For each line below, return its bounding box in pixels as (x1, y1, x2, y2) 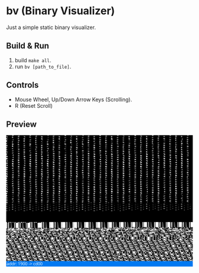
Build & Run (6, 41, 49, 51)
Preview (6, 119, 37, 129)
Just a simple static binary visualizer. (6, 24, 96, 31)
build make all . (14, 56, 52, 63)
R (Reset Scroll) (14, 102, 53, 109)
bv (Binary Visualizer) (6, 4, 115, 18)
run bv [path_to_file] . (14, 63, 72, 70)
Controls (6, 80, 39, 90)
